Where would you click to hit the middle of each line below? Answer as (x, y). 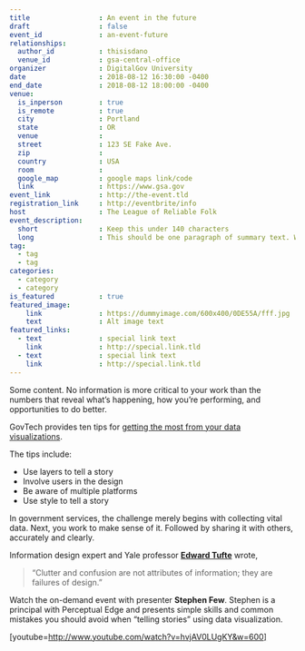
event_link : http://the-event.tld (99, 195)
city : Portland (79, 119)
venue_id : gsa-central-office (99, 60)
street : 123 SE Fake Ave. (95, 144)
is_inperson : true (71, 102)
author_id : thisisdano (83, 52)
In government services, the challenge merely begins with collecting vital (146, 518)
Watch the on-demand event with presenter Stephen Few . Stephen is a (143, 599)
